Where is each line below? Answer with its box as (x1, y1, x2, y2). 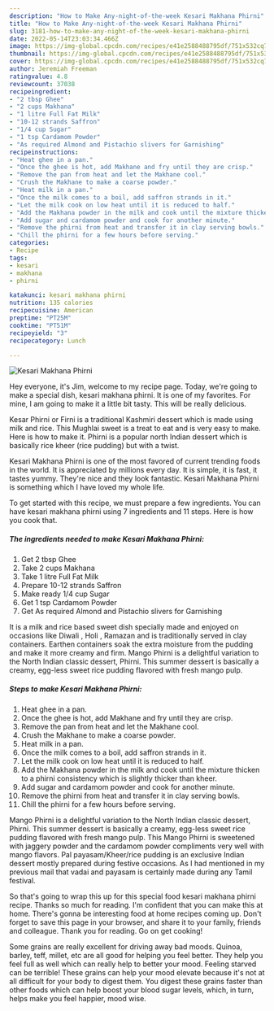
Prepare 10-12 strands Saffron (20, 581, 122, 590)
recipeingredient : (9, 87, 72, 96)
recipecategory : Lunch (9, 337, 86, 345)
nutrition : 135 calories (9, 299, 94, 307)
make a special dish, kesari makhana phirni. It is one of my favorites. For (9, 390, 251, 400)
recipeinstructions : (9, 148, 80, 156)
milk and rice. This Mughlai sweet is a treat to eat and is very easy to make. (9, 424, 261, 434)
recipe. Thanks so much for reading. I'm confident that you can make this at (9, 900, 263, 910)
